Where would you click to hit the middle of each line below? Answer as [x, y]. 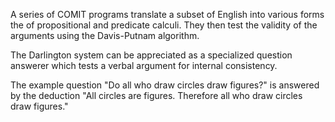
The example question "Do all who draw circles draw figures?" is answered [165, 85]
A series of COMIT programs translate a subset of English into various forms [167, 14]
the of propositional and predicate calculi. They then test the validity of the [164, 25]
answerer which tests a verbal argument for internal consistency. [144, 65]
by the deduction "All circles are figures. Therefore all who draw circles [156, 95]
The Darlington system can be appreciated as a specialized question [151, 55]
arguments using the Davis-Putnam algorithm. [105, 35]
